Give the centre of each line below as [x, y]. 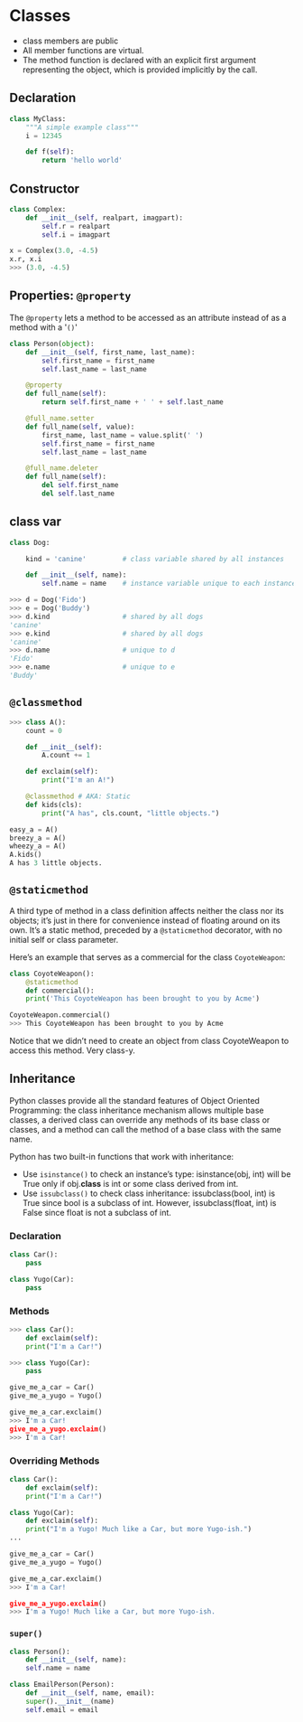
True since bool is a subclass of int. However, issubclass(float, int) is [149, 1202]
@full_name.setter [60, 419]
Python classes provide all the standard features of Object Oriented [134, 1100]
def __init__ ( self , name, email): [90, 1693]
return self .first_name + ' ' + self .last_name [133, 402]
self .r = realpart [76, 226]
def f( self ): [50, 152]
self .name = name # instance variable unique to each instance [169, 584]
